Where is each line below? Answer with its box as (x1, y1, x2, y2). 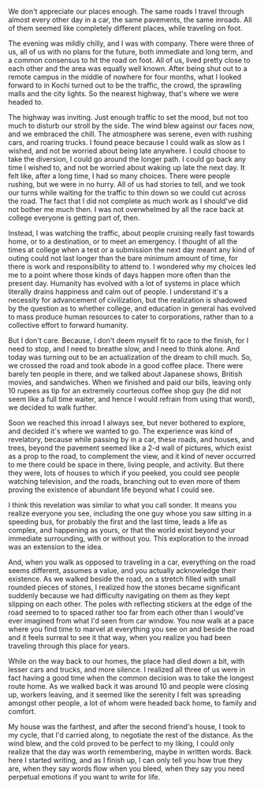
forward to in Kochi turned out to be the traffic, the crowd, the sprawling (8, 80, 242, 90)
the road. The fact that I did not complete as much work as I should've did (8, 196, 248, 206)
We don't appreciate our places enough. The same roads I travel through (8, 7, 244, 16)
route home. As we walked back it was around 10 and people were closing (8, 682, 249, 690)
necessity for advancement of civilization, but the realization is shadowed (8, 296, 247, 304)
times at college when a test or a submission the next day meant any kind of (8, 245, 255, 255)
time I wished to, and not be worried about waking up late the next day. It (8, 163, 245, 172)
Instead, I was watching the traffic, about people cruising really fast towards (8, 229, 255, 237)
